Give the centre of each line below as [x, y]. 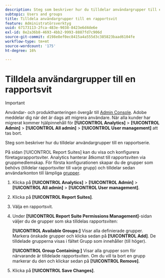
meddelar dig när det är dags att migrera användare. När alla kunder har [78, 117]
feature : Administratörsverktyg [38, 23]
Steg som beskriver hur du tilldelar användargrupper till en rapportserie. [78, 143]
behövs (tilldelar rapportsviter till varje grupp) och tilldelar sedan [70, 168]
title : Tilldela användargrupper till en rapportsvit [61, 19]
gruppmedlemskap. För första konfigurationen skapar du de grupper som [79, 162]
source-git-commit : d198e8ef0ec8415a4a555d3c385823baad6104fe [70, 37]
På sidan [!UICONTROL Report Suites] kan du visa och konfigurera [72, 152]
